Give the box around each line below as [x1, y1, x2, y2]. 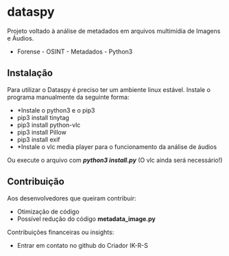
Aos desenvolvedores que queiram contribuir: [7, 194, 136, 202]
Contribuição [7, 176, 65, 187]
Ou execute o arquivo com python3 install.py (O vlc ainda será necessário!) [7, 156, 223, 164]
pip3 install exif [16, 135, 60, 143]
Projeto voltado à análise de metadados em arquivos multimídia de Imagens [7, 27, 221, 35]
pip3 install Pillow [16, 128, 67, 136]
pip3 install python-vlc [16, 121, 81, 129]
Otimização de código [16, 207, 80, 216]
